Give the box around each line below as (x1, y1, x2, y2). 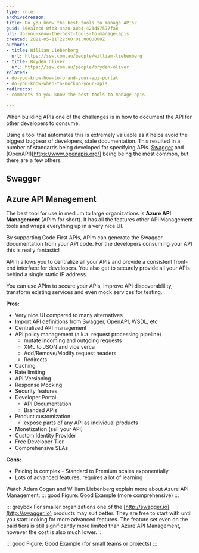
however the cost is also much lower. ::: (6, 528, 103, 536)
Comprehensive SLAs (14, 444, 69, 451)
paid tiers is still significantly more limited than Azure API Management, (6, 522, 181, 529)
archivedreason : (6, 14, 46, 20)
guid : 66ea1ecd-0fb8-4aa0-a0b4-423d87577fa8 (6, 25, 119, 32)
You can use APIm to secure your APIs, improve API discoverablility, (6, 282, 173, 289)
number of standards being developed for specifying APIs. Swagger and (6, 143, 184, 151)
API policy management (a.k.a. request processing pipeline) (14, 330, 162, 338)
